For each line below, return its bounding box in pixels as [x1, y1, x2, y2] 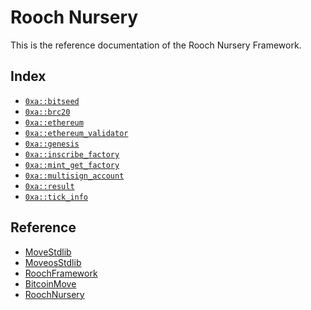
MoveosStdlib [24, 256, 82, 268]
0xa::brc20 [24, 107, 71, 117]
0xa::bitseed [24, 96, 80, 106]
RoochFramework [24, 267, 98, 279]
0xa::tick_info [24, 192, 89, 202]
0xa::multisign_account [24, 171, 125, 181]
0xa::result [24, 181, 75, 191]
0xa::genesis [24, 139, 80, 149]
